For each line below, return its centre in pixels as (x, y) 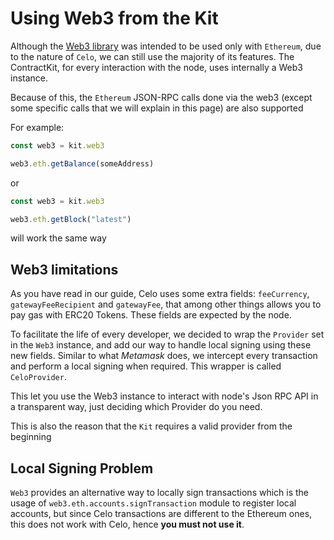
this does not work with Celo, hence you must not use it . (127, 524)
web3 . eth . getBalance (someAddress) (82, 163)
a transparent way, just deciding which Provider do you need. (136, 407)
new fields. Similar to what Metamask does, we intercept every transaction (164, 356)
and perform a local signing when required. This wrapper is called (146, 366)
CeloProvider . (38, 377)
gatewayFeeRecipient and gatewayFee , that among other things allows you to (166, 304)
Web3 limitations (64, 269)
